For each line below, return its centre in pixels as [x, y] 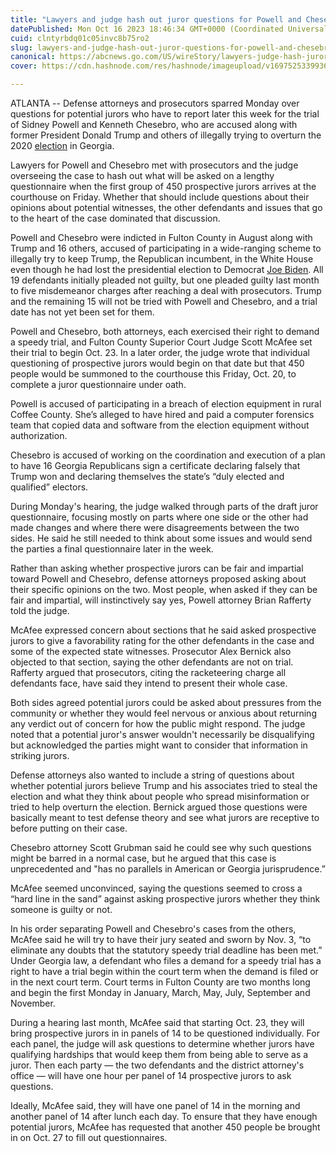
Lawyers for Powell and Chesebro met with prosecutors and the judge [154, 165]
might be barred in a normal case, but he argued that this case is [143, 858]
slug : [21, 47]
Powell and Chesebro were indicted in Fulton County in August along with [161, 237]
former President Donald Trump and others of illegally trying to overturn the [166, 135]
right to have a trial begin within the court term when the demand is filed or [164, 971]
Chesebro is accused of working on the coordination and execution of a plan [168, 455]
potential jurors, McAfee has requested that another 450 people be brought [165, 1127]
